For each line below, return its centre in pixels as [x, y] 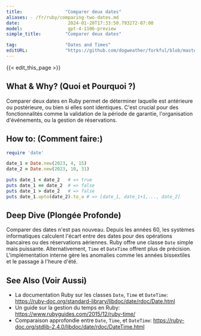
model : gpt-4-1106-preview [61, 28]
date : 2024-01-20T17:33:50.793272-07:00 [80, 23]
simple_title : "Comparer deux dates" [64, 34]
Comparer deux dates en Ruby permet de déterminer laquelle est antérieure [100, 101]
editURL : [17, 51]
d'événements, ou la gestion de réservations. [62, 120]
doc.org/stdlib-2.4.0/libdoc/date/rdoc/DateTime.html [80, 327]
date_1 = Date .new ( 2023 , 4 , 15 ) [46, 163]
